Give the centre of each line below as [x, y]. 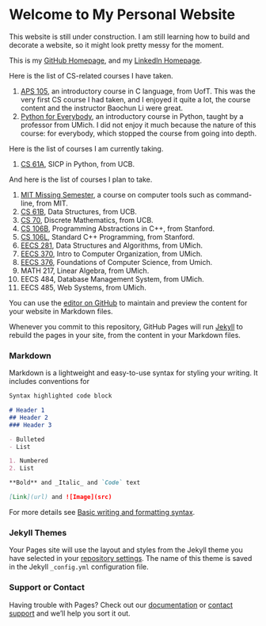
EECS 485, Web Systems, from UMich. [84, 287]
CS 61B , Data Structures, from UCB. [79, 211]
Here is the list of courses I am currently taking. [86, 148]
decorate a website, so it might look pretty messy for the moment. [116, 44]
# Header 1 [27, 410]
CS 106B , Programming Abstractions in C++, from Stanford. [118, 229]
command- [234, 194]
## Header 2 [28, 417]
